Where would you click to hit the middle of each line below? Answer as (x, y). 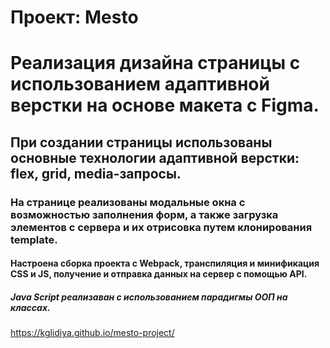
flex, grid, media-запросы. (96, 173)
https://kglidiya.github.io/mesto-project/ (92, 333)
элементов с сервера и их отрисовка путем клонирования (161, 227)
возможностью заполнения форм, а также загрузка (144, 214)
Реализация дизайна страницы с (155, 63)
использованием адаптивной (140, 84)
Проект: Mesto (74, 17)
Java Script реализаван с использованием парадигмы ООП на (149, 297)
